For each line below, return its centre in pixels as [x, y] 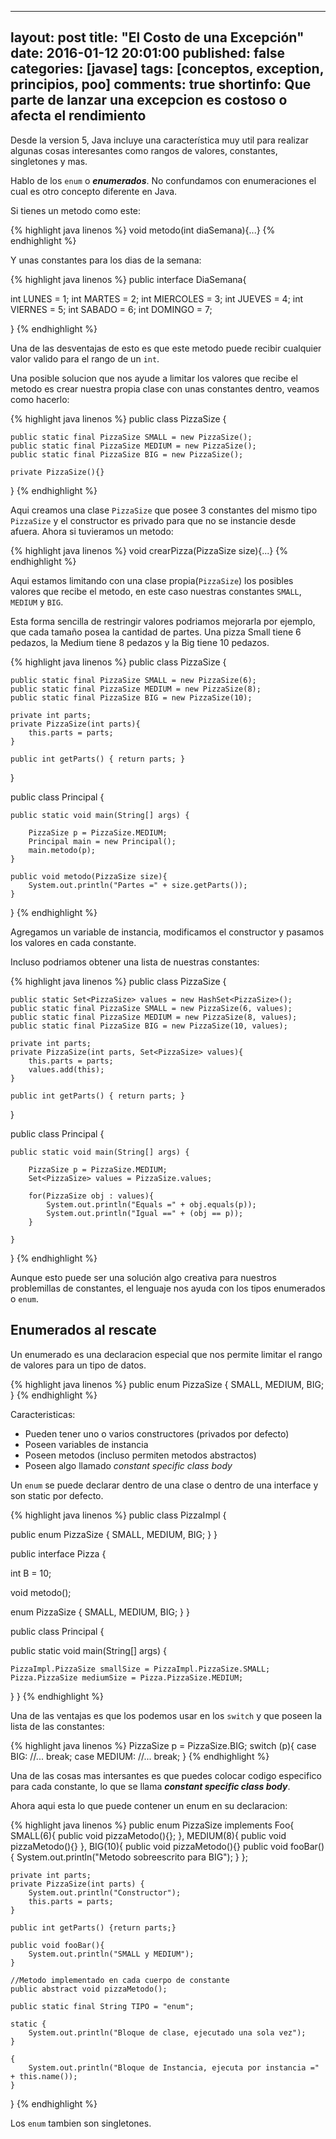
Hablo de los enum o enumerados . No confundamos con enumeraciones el [163, 180]
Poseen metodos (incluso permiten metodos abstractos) [140, 1455]
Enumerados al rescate [83, 1330]
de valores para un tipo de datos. [78, 1365]
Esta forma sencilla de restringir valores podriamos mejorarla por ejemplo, [163, 621]
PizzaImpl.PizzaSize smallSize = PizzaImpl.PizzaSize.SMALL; [140, 1669]
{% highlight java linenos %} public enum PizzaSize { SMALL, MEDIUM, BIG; [167, 1384]
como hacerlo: [40, 399]
